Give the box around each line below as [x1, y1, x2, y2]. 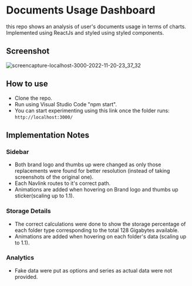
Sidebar [6, 147, 29, 156]
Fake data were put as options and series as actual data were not [14, 267, 173, 274]
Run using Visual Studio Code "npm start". [14, 100, 117, 107]
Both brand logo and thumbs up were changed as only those [14, 161, 161, 168]
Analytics [6, 254, 34, 262]
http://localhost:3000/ [14, 114, 73, 120]
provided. [14, 273, 38, 280]
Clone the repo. [14, 95, 53, 102]
